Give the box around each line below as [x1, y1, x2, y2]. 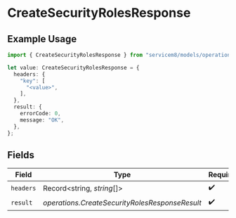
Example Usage [7, 33, 77, 45]
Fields [7, 149, 35, 161]
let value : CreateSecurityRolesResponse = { [7, 64, 140, 71]
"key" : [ [20, 77, 46, 84]
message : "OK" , [20, 116, 65, 124]
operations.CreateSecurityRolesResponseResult [43, 198, 202, 207]
